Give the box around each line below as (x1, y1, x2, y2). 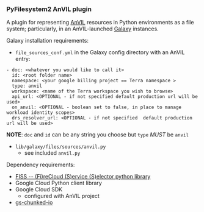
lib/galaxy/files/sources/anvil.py (15, 144, 106, 150)
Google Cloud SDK (15, 186, 63, 193)
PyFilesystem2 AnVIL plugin (6, 5, 92, 13)
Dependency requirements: (6, 161, 75, 169)
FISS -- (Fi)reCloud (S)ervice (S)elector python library (15, 173, 151, 180)
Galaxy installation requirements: (6, 37, 89, 44)
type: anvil (12, 83, 43, 90)
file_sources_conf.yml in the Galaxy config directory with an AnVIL (15, 49, 185, 56)
